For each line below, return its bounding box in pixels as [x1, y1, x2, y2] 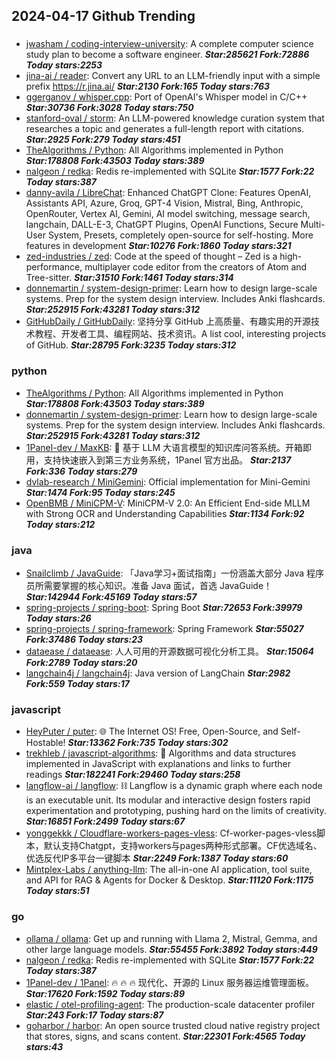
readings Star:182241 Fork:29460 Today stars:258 [25, 769, 241, 781]
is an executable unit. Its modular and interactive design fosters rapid [25, 794, 311, 806]
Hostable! [25, 737, 66, 749]
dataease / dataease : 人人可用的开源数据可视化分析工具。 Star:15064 [25, 645, 315, 657]
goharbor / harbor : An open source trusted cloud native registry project [25, 1019, 321, 1031]
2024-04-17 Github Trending [11, 8, 196, 25]
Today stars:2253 [25, 59, 103, 71]
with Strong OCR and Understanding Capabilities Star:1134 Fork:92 [25, 507, 305, 519]
